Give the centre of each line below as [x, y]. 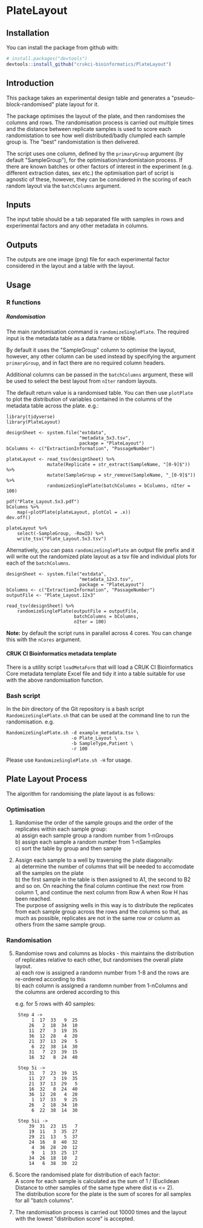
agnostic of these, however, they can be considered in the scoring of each [99, 179]
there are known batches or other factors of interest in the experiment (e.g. [100, 166]
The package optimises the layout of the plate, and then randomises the [96, 116]
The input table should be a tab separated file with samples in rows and [95, 220]
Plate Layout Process [47, 779]
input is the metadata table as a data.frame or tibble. [72, 338]
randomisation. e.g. [30, 722]
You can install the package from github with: [63, 47]
